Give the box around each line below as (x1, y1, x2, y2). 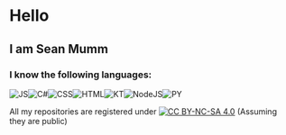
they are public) (9, 115, 68, 126)
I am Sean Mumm (9, 41, 108, 57)
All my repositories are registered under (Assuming (9, 105, 278, 117)
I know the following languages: (9, 68, 152, 81)
